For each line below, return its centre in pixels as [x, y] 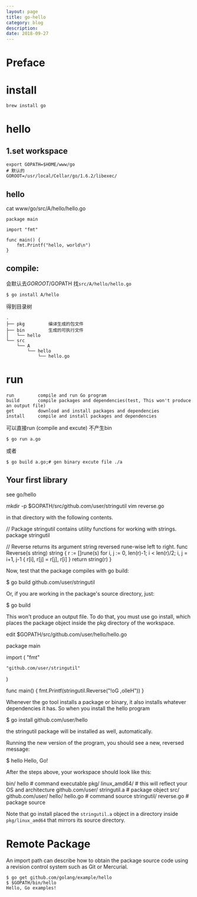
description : [22, 28]
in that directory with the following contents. [60, 517]
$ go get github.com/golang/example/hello [59, 877]
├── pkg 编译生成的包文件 [45, 324]
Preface [26, 63]
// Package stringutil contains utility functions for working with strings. [91, 529]
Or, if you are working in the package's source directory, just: [81, 593]
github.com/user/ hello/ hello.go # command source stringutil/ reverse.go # [98, 796]
